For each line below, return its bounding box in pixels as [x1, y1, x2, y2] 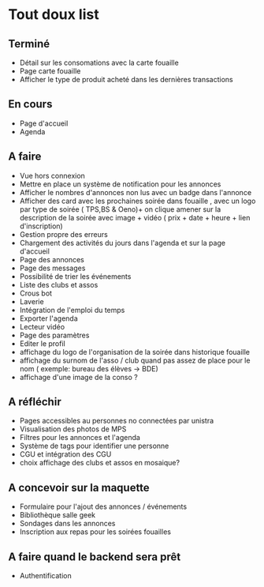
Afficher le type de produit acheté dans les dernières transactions [19, 75, 234, 84]
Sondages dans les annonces [19, 519, 116, 529]
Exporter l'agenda [19, 314, 79, 323]
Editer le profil [19, 338, 65, 348]
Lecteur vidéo [19, 322, 65, 331]
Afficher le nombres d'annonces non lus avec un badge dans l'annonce [19, 187, 252, 197]
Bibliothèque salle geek [19, 510, 96, 520]
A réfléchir [8, 395, 61, 408]
